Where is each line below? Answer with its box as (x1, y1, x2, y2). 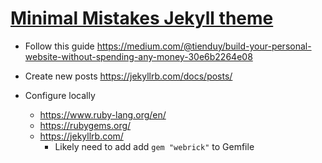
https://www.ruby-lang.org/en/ (39, 108, 167, 121)
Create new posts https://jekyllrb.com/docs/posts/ (24, 70, 233, 82)
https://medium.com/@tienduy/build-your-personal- (96, 40, 312, 52)
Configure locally (24, 89, 96, 101)
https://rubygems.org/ (39, 119, 132, 131)
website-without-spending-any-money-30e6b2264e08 (24, 50, 253, 62)
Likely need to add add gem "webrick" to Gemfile (54, 140, 255, 152)
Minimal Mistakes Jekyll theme (10, 7, 274, 30)
